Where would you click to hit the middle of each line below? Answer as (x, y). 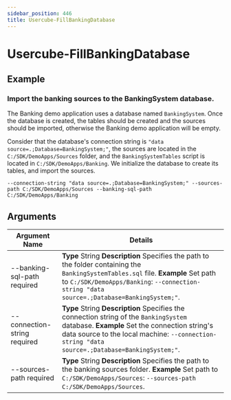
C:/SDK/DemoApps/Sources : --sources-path (129, 378)
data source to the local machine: (115, 334)
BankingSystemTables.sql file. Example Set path (139, 274)
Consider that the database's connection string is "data (85, 142)
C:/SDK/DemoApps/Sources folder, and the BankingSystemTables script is (106, 156)
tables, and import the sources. (51, 171)
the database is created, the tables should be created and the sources (107, 121)
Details (141, 240)
